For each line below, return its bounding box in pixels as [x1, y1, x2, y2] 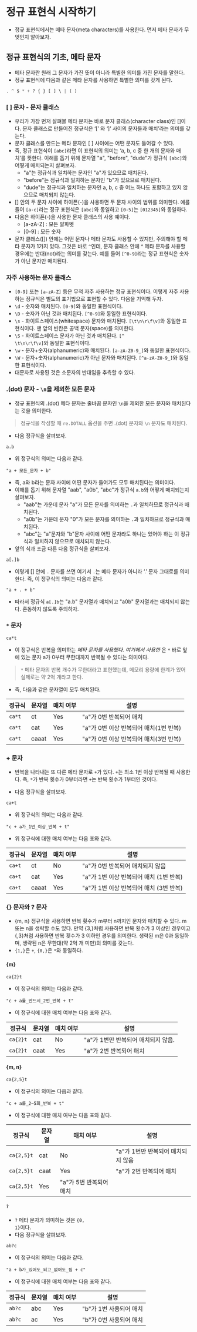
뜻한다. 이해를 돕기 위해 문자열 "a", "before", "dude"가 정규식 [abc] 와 [27, 154, 188, 161]
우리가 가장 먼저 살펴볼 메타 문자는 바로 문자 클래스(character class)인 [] [14, 117, 182, 124]
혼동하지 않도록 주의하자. [22, 605, 79, 612]
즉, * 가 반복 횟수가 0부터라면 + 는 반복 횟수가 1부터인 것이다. [22, 776, 158, 783]
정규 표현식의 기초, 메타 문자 [6, 52, 101, 62]
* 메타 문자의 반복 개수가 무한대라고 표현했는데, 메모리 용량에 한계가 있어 [20, 666, 186, 673]
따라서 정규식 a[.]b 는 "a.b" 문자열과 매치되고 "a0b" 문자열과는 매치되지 [14, 598, 179, 605]
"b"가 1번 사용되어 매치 [81, 1305, 144, 1313]
